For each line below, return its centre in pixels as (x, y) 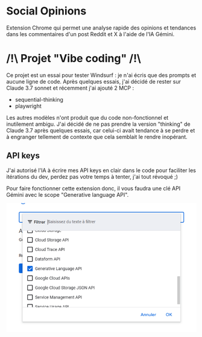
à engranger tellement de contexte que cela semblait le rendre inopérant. (97, 137)
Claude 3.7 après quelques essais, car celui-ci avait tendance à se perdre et (101, 130)
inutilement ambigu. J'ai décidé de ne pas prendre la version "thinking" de (99, 124)
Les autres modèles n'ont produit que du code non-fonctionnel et (87, 117)
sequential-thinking (39, 99)
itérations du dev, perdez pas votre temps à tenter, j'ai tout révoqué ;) (92, 176)
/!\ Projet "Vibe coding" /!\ (74, 59)
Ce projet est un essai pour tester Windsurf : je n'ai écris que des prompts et (101, 75)
